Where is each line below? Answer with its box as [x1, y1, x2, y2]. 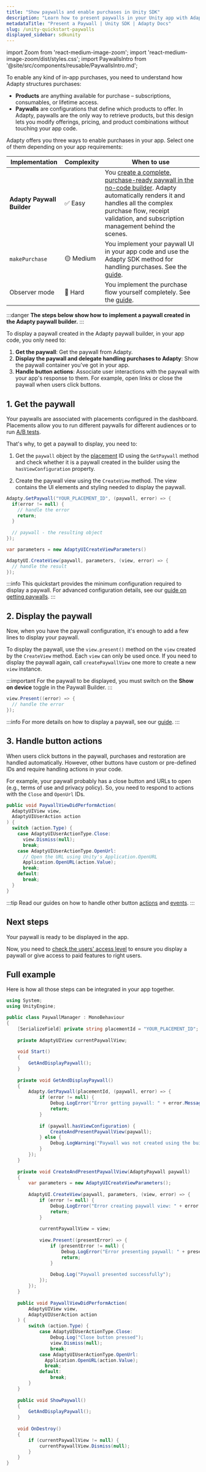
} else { [39, 1135, 62, 1141]
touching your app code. [15, 125, 78, 132]
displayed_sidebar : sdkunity [6, 32, 81, 38]
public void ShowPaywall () [17, 1397, 86, 1403]
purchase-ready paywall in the [105, 176, 194, 184]
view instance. [6, 665, 42, 673]
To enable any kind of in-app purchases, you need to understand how [6, 74, 183, 81]
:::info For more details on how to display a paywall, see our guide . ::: [6, 718, 180, 725]
